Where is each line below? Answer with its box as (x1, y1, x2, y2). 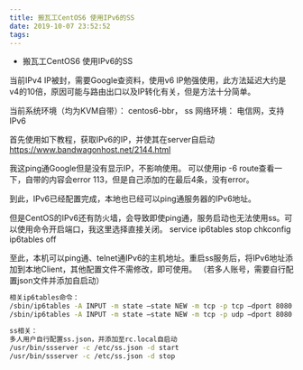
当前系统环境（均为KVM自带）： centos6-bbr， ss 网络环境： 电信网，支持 (9, 106, 285, 116)
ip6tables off (9, 234, 57, 245)
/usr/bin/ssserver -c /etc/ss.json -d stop (9, 351, 176, 361)
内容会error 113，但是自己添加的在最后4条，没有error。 (48, 174, 254, 185)
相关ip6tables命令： (9, 293, 79, 302)
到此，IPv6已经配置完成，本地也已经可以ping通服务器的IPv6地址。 (9, 193, 257, 204)
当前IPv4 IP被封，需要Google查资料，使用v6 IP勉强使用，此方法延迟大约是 (9, 75, 287, 86)
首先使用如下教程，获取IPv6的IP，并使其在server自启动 (9, 134, 216, 145)
